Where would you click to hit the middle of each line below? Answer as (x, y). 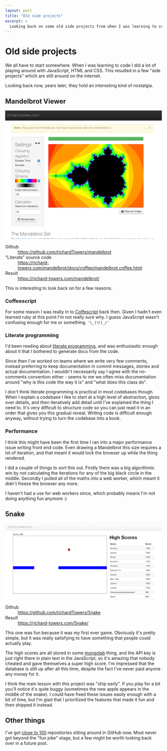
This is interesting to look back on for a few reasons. (59, 288)
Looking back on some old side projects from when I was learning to (83, 26)
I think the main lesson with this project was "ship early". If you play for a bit (83, 684)
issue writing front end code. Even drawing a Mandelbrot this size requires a (83, 447)
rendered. (15, 458)
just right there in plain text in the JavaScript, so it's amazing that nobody (80, 658)
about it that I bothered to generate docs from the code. (62, 352)
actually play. (19, 643)
